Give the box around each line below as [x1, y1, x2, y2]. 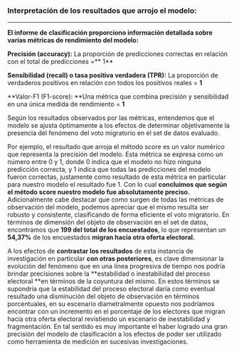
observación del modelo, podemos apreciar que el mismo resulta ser [7, 203, 209, 212]
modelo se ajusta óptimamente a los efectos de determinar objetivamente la [7, 121, 230, 130]
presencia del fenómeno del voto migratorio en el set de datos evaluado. [7, 129, 220, 137]
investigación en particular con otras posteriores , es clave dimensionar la [7, 254, 224, 263]
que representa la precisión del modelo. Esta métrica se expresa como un [7, 150, 223, 158]
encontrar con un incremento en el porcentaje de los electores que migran [7, 308, 225, 316]
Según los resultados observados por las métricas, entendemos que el [7, 114, 215, 122]
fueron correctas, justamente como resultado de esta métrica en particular [7, 173, 226, 181]
